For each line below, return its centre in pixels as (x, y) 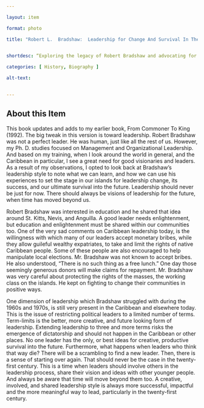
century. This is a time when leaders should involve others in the (98, 366)
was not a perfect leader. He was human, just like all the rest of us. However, (102, 141)
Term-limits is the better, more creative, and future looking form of (89, 320)
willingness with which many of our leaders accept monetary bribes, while (99, 237)
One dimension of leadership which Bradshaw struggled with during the (96, 301)
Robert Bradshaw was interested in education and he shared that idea (93, 212)
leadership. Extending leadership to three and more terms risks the (90, 327)
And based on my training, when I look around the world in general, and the (100, 154)
